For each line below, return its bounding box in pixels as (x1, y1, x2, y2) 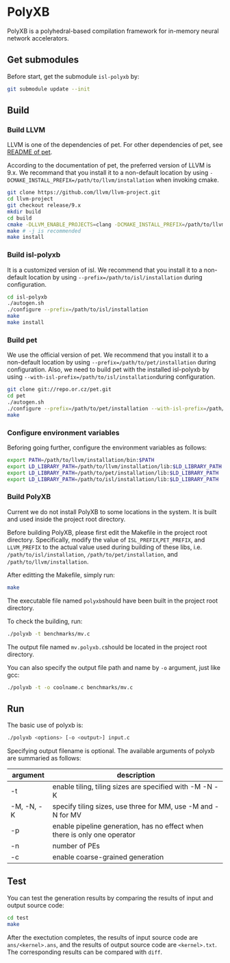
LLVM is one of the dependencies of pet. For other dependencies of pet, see (7, 141, 223, 149)
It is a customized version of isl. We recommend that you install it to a (7, 266, 203, 274)
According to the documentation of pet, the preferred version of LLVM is (7, 161, 212, 170)
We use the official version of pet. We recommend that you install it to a (7, 351, 209, 359)
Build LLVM (7, 125, 46, 135)
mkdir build (7, 208, 41, 215)
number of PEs (52, 842, 101, 851)
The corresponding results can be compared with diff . (7, 948, 163, 956)
